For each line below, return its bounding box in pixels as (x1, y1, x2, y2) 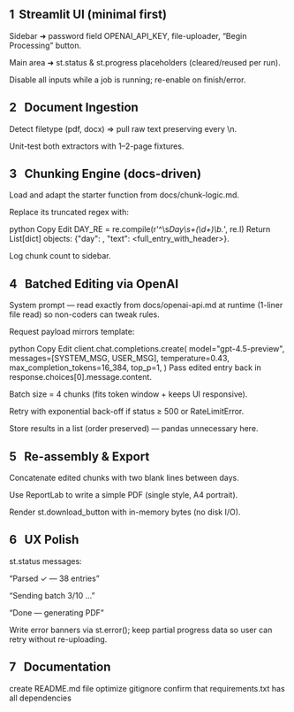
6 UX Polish (9, 532, 79, 547)
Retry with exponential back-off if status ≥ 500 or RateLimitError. (9, 406, 245, 417)
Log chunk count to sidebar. (9, 251, 112, 261)
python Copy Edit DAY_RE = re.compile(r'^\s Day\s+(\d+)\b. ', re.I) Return (9, 224, 271, 235)
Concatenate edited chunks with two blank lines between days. (9, 473, 240, 484)
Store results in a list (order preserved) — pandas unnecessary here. (9, 423, 259, 434)
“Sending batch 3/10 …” (9, 590, 95, 600)
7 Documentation (9, 660, 111, 675)
